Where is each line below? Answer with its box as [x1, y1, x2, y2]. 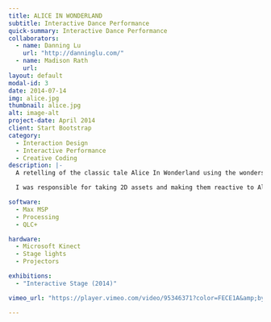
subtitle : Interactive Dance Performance [8, 19, 150, 27]
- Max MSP [15, 205, 48, 213]
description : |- [8, 162, 63, 170]
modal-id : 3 [8, 79, 48, 87]
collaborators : [8, 34, 60, 43]
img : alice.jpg [8, 94, 60, 102]
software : [8, 198, 42, 206]
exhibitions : [8, 272, 52, 280]
